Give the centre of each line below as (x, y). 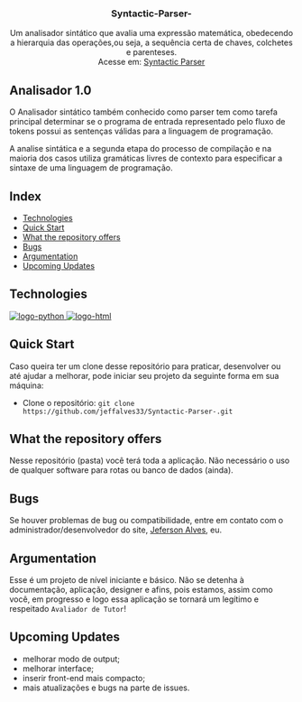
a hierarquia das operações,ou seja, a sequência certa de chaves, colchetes (151, 42)
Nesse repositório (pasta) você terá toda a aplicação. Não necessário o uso (150, 461)
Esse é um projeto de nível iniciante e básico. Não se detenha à (127, 579)
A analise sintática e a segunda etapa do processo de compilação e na (141, 149)
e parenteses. (151, 52)
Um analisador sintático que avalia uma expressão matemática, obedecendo (151, 33)
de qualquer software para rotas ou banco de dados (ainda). (122, 470)
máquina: (27, 385)
